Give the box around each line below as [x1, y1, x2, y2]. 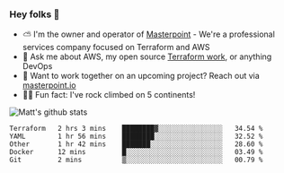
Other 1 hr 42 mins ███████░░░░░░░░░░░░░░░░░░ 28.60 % [9, 140, 263, 149]
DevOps [22, 61, 53, 72]
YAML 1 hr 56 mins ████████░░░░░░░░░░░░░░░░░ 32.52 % [9, 132, 263, 142]
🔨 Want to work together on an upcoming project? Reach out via [22, 71, 261, 82]
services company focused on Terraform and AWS [22, 42, 210, 53]
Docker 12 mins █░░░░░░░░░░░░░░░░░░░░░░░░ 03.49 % [9, 148, 263, 157]
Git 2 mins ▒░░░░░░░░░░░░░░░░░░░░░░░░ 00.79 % [9, 156, 263, 165]
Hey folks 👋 [9, 8, 60, 21]
